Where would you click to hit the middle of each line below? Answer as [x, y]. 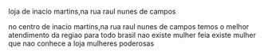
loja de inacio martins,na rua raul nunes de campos [92, 11]
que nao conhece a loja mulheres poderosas [81, 43]
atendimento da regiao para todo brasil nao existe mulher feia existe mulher [132, 35]
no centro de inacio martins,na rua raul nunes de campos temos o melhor [129, 26]
